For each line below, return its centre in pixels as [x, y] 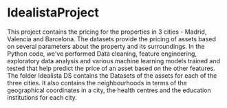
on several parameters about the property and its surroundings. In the [106, 46]
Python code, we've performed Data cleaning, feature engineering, [102, 54]
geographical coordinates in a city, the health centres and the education [109, 90]
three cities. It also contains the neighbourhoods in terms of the [97, 83]
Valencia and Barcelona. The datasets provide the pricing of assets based [112, 39]
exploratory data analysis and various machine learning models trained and [114, 61]
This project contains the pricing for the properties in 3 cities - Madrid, [107, 32]
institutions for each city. [42, 97]
